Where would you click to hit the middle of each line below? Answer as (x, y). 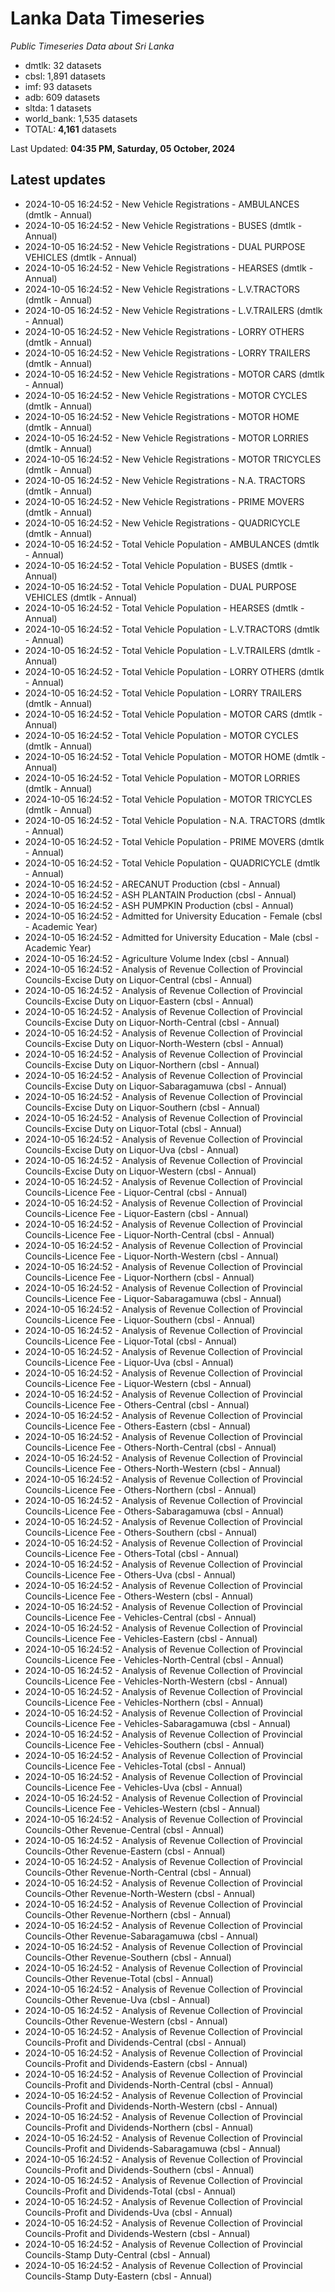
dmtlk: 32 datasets (63, 65)
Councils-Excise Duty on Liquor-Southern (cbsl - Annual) (142, 1107)
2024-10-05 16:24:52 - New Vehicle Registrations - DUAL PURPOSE (165, 246)
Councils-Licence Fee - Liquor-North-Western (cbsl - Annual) (151, 1256)
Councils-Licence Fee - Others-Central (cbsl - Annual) (137, 1404)
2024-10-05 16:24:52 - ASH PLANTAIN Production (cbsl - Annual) (160, 894)
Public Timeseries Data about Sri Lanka (92, 46)
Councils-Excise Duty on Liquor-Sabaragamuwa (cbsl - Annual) (155, 1086)
